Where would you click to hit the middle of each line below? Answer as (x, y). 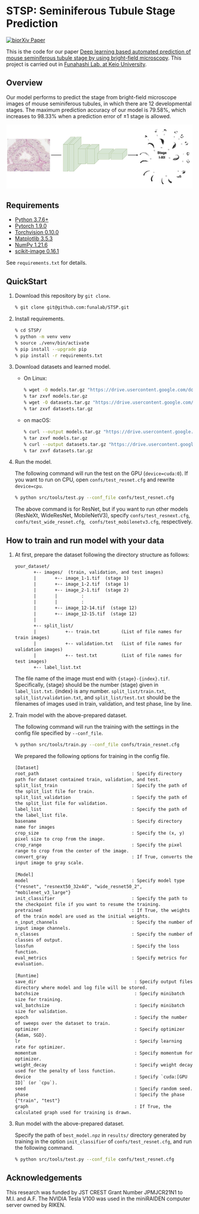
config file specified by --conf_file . (59, 733)
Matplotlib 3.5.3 (34, 238)
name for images (35, 827)
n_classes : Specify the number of (104, 934)
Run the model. (33, 462)
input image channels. (43, 928)
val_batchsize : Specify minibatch (99, 1005)
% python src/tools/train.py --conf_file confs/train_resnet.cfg (97, 745)
